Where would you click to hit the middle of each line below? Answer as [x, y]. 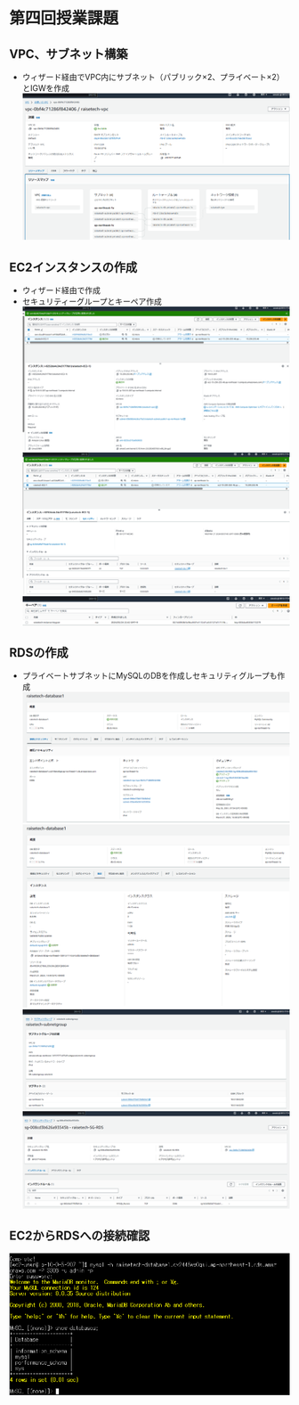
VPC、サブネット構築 [69, 54]
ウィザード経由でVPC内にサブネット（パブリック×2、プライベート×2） [153, 77]
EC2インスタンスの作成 [73, 267]
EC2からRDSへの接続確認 [80, 1236]
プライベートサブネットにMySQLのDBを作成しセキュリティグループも [149, 676]
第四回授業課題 [64, 18]
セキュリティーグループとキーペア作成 [92, 302]
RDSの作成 [39, 653]
